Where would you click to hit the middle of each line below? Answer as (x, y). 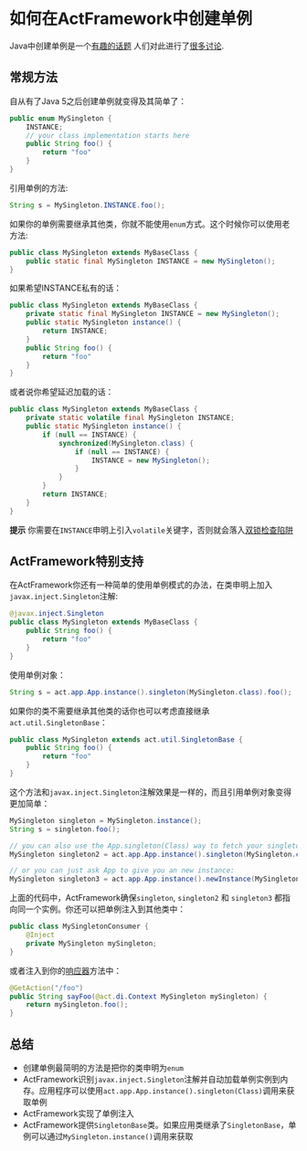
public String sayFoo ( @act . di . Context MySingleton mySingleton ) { (138, 997)
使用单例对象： (37, 675)
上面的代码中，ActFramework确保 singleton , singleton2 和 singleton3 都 (146, 898)
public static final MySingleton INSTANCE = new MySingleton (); (151, 261)
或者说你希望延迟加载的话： (62, 392)
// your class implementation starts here (108, 135)
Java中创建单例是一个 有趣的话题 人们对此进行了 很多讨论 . (117, 46)
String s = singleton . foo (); (65, 829)
